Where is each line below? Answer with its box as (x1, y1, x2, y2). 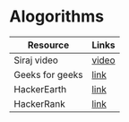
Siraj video (13, 54, 58, 66)
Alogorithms (9, 6, 105, 27)
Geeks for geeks (13, 68, 83, 81)
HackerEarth (13, 83, 67, 95)
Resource (27, 39, 70, 51)
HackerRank (13, 97, 65, 109)
